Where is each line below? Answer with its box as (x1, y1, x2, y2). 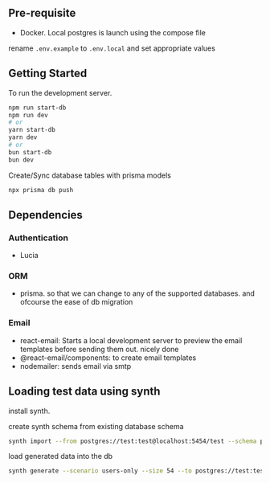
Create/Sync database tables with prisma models (8, 170, 171, 180)
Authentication (8, 232, 68, 244)
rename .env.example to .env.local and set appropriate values (8, 43, 215, 53)
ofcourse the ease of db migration (19, 297, 133, 307)
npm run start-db (8, 104, 67, 112)
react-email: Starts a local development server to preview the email (19, 335, 243, 345)
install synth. (8, 406, 51, 415)
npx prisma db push (8, 186, 74, 194)
